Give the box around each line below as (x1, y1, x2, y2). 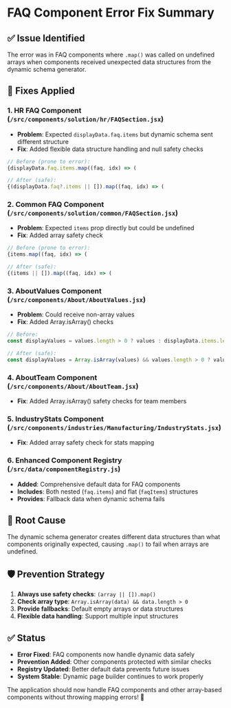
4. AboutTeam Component (7, 372, 98, 382)
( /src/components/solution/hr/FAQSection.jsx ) (7, 114, 164, 124)
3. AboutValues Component (7, 286, 102, 296)
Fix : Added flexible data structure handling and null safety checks (16, 145, 204, 153)
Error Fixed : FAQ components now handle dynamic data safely (16, 650, 195, 659)
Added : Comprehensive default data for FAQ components (16, 480, 181, 488)
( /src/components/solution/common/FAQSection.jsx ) (7, 208, 179, 218)
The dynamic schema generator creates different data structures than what (7, 533, 221, 541)
